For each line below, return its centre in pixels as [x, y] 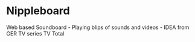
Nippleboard [38, 11]
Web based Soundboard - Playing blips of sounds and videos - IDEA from [98, 27]
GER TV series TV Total [35, 33]
